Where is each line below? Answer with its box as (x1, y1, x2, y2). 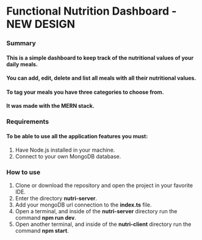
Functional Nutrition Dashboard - (6, 4, 177, 18)
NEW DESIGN (6, 17, 75, 31)
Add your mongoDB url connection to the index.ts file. (15, 201, 152, 208)
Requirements (6, 118, 49, 126)
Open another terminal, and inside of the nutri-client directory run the (15, 221, 192, 228)
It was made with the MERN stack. (6, 102, 95, 110)
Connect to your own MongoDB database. (15, 152, 121, 160)
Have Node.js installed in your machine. (15, 146, 115, 154)
